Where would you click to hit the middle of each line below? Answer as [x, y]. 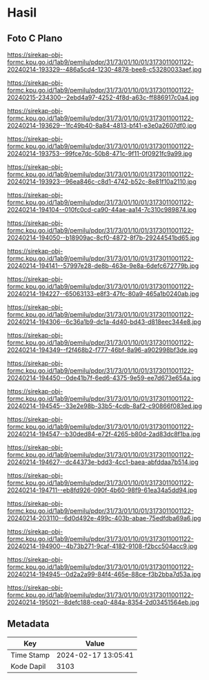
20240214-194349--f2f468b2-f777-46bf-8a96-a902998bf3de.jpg [102, 350]
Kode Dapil [28, 666]
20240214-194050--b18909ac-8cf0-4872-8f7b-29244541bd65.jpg [103, 237]
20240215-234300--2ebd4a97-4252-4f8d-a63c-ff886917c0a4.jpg [103, 97]
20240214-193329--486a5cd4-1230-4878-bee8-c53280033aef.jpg [104, 69]
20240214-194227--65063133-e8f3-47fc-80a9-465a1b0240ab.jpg [103, 294]
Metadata [28, 624]
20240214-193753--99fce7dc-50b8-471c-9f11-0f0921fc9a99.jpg [100, 154]
